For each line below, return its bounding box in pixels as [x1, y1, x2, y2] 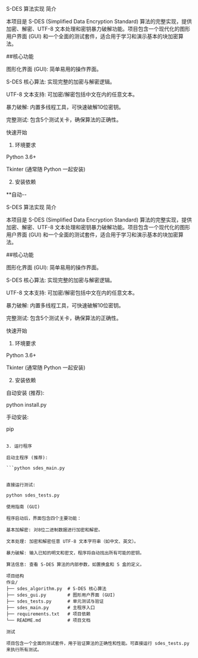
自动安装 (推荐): [6, 389, 45, 396]
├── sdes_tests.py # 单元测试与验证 [6, 598, 104, 604]
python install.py [6, 401, 47, 408]
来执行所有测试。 [6, 647, 42, 653]
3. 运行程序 [6, 443, 33, 449]
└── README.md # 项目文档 [6, 618, 91, 623]
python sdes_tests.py [6, 492, 60, 498]
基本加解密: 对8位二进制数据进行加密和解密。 [6, 527, 103, 533]
